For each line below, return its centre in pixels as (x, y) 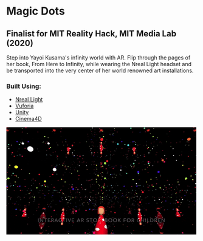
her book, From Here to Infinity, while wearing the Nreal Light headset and (99, 64)
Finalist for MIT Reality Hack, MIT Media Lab (91, 34)
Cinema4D (29, 119)
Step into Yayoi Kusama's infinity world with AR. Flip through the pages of (98, 58)
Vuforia (24, 106)
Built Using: (24, 86)
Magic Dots (36, 11)
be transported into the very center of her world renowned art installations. (100, 70)
